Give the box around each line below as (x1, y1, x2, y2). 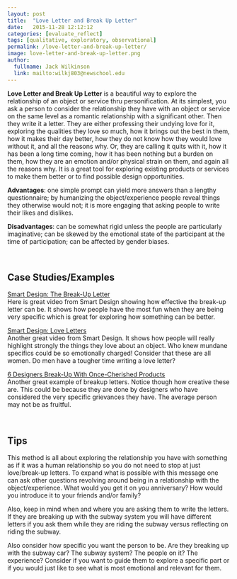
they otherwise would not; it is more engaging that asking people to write (7, 201, 221, 209)
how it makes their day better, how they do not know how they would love (7, 134, 222, 142)
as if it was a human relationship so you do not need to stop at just (7, 461, 201, 470)
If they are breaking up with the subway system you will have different (7, 512, 212, 521)
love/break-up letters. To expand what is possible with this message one (7, 468, 219, 477)
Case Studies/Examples (7, 271, 115, 283)
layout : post (7, 10, 46, 18)
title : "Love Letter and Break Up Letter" (7, 17, 138, 24)
